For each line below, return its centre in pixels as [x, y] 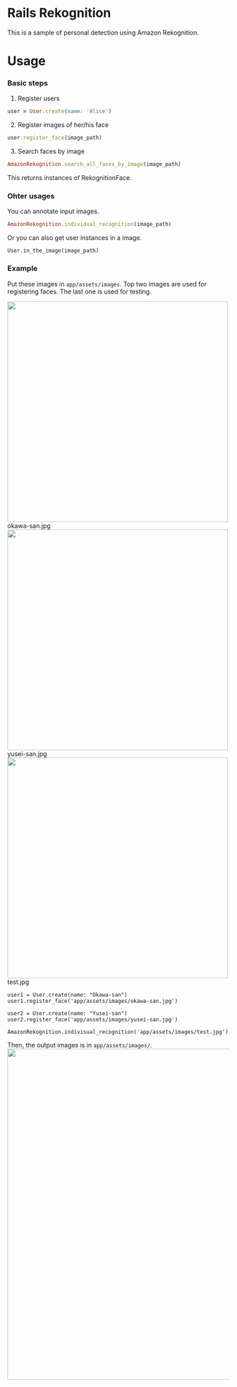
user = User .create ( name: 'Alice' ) [60, 112]
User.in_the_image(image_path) [53, 251]
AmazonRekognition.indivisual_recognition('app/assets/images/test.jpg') [118, 1032]
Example [23, 268]
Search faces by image [51, 151]
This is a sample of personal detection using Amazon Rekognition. [103, 32]
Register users [38, 98]
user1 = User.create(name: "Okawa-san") [68, 995]
